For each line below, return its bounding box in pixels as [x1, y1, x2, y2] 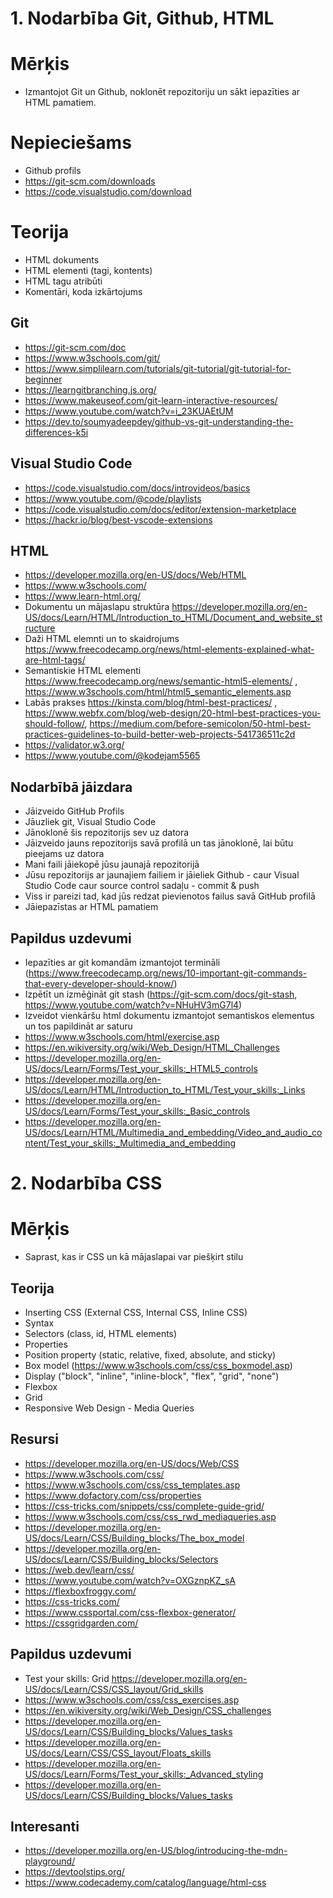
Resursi [10, 1431, 59, 1448]
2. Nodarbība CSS [10, 1172, 163, 1195]
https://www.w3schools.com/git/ [24, 352, 161, 364]
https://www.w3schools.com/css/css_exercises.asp [24, 1693, 240, 1706]
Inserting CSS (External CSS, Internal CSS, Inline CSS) [24, 1307, 248, 1318]
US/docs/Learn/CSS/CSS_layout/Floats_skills [24, 1747, 212, 1759]
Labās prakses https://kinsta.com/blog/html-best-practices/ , [24, 697, 278, 709]
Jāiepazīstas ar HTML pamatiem [24, 901, 159, 913]
